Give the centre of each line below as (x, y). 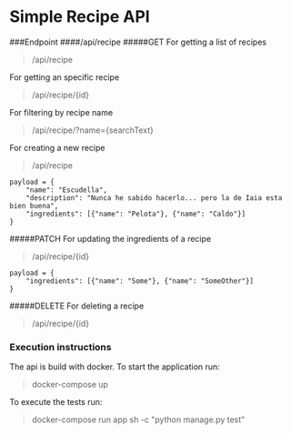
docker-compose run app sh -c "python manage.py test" (138, 419)
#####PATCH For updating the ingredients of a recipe (110, 238)
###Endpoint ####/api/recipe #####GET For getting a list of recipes (138, 42)
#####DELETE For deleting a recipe (77, 306)
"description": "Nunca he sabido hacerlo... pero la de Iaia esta (154, 197)
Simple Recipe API (80, 17)
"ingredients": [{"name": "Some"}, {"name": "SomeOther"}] (140, 281)
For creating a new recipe (57, 147)
